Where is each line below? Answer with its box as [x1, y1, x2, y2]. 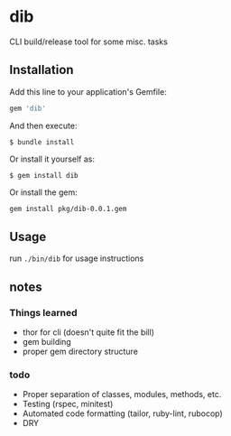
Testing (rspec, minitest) [22, 399, 114, 410]
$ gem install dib [9, 171, 79, 180]
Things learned [9, 306, 78, 319]
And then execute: [9, 120, 78, 131]
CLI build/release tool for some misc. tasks [9, 36, 169, 47]
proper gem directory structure [22, 346, 138, 357]
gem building [22, 337, 72, 347]
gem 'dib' [9, 104, 47, 113]
